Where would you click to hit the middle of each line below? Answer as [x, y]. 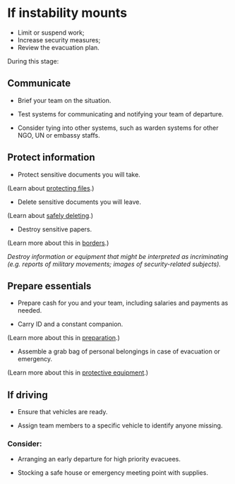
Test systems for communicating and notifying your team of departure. [120, 114]
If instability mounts [67, 13]
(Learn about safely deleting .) [50, 215]
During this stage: [33, 61]
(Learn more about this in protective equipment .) [78, 373]
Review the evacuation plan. [59, 47]
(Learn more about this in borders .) [58, 243]
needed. [30, 310]
